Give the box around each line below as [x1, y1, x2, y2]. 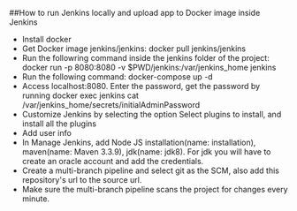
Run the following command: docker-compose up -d [21, 72, 214, 82]
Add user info [21, 128, 72, 138]
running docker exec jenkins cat [21, 90, 140, 101]
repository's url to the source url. [21, 175, 142, 185]
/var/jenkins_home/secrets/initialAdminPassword [21, 100, 201, 109]
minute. [21, 193, 50, 204]
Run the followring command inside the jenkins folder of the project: [21, 53, 270, 63]
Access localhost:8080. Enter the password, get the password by [21, 81, 261, 91]
